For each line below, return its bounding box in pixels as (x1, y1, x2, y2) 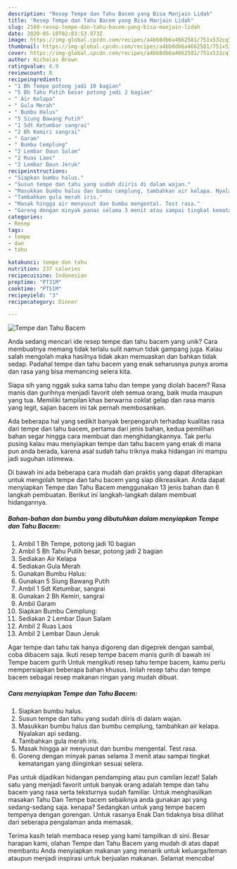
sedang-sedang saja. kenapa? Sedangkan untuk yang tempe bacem (8, 803, 206, 811)
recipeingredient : (8, 75, 62, 83)
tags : (8, 226, 24, 233)
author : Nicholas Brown (8, 56, 78, 63)
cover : (8, 50, 27, 57)
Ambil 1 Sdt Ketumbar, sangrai (18, 584, 105, 593)
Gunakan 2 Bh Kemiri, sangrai (18, 592, 105, 600)
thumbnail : (8, 43, 40, 50)
